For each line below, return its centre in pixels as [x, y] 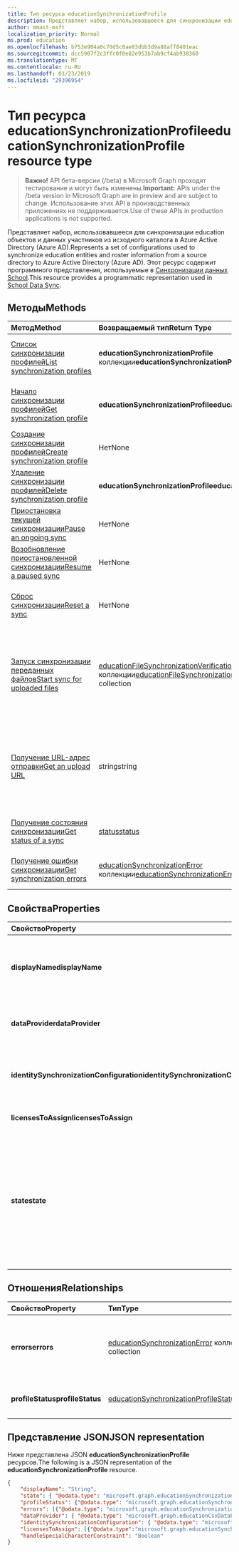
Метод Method [36, 328]
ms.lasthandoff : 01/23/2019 [49, 73]
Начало [24, 391]
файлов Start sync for [47, 679]
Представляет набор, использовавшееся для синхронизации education [116, 232]
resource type [50, 161]
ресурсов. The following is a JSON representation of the [90, 1462]
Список [24, 344]
